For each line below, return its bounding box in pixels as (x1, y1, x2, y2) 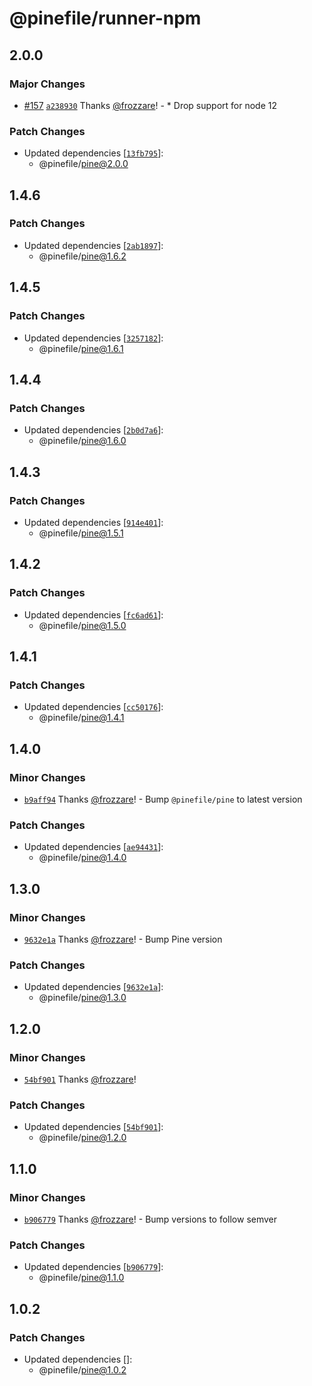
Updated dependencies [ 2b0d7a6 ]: (23, 424, 164, 436)
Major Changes (9, 77, 86, 91)
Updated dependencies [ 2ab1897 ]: (23, 239, 164, 251)
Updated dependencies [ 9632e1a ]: (23, 981, 164, 993)
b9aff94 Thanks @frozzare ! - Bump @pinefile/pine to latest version (23, 793, 303, 805)
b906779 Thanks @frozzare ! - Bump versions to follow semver (23, 1213, 278, 1225)
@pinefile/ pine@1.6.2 (38, 250, 127, 262)
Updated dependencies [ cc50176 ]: (23, 701, 164, 713)
